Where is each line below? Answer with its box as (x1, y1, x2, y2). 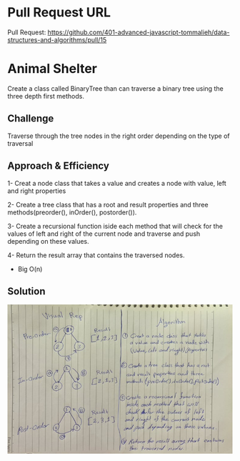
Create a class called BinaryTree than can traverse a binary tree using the (7, 84, 224, 93)
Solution (7, 285, 46, 297)
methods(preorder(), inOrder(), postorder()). (7, 208, 137, 217)
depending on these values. (7, 237, 89, 245)
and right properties (7, 187, 66, 195)
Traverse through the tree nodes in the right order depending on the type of (7, 132, 230, 140)
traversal (7, 139, 34, 147)
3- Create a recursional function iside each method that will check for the (7, 222, 224, 230)
